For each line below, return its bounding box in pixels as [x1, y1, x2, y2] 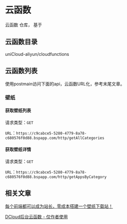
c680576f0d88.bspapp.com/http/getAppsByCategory [5, 174, 107, 179]
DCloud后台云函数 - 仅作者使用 [5, 214, 68, 220]
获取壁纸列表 [5, 107, 31, 114]
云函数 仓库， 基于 [5, 22, 42, 28]
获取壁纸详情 [5, 146, 31, 152]
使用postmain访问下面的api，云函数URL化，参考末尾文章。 [5, 81, 125, 87]
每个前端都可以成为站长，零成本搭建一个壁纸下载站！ [5, 203, 113, 209]
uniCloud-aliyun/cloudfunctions [5, 51, 69, 57]
